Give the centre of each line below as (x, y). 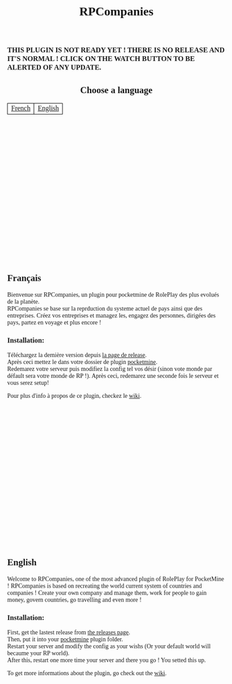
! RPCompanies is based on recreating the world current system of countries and (105, 586)
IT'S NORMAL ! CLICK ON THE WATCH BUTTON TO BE (101, 59)
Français (24, 278)
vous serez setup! (28, 383)
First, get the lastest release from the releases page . (69, 633)
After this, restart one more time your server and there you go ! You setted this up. (107, 660)
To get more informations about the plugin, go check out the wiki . (87, 673)
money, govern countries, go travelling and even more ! (74, 600)
